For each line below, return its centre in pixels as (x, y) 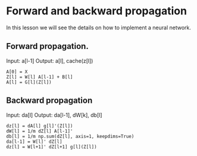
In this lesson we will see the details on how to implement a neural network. (99, 27)
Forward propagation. (48, 46)
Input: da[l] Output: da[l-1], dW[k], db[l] (54, 115)
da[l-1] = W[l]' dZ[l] (34, 142)
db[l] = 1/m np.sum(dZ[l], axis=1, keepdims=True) (70, 136)
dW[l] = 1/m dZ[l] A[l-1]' (40, 131)
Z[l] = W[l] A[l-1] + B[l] (40, 77)
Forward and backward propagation (97, 11)
